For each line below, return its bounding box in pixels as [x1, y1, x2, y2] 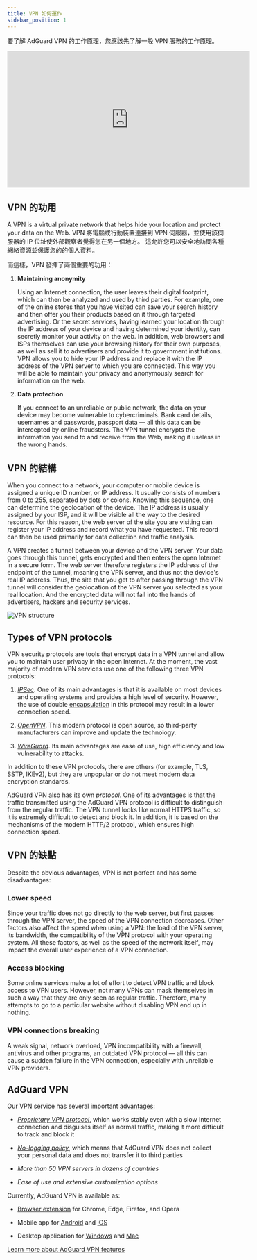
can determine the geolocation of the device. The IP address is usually [7, 503, 209, 512]
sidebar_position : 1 [7, 17, 67, 24]
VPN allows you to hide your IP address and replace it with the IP [17, 355, 202, 363]
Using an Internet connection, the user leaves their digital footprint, [17, 288, 209, 296]
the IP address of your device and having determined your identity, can [17, 325, 220, 333]
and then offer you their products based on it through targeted [17, 310, 195, 319]
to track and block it [17, 1130, 75, 1139]
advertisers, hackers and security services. [7, 598, 130, 606]
